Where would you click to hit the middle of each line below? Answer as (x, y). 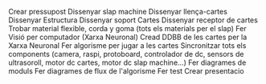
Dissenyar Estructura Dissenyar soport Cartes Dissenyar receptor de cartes (133, 20)
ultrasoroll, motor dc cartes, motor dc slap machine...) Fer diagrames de (127, 62)
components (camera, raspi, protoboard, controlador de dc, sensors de (126, 54)
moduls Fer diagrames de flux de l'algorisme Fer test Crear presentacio (126, 71)
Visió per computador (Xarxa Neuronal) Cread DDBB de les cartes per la (128, 37)
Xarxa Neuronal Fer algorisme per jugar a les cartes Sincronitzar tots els (127, 46)
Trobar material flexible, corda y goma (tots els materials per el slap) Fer (127, 28)
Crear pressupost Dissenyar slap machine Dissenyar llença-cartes (118, 12)
